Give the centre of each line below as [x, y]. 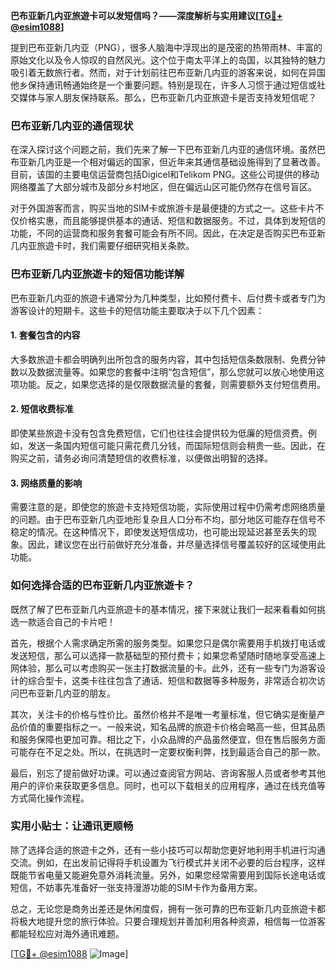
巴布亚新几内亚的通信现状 [72, 126]
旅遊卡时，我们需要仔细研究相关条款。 [115, 246]
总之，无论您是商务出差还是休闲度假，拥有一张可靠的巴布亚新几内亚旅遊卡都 [168, 908]
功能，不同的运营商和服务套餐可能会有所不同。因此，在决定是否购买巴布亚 [163, 233]
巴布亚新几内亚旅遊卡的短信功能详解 [97, 274]
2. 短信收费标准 [42, 409]
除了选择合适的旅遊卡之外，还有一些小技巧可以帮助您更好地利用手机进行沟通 [168, 850]
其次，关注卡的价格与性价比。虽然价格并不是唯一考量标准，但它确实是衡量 [163, 714]
